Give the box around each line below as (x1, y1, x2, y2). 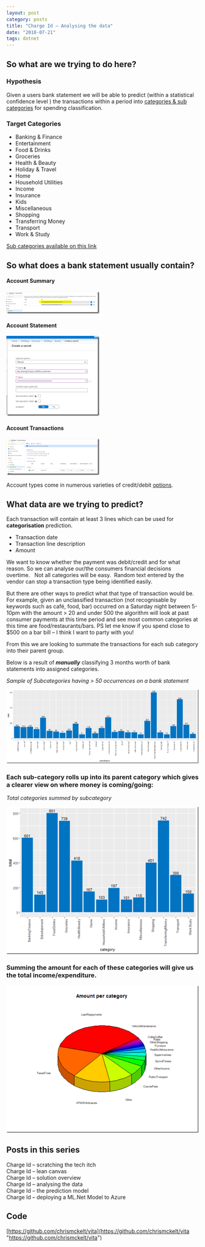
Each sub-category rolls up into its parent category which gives (6, 773, 199, 781)
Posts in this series (6, 1145, 81, 1155)
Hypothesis (6, 77, 41, 85)
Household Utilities (15, 179, 63, 186)
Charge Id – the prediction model (6, 1187, 89, 1194)
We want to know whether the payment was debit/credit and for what (6, 558, 181, 565)
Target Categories (6, 119, 62, 128)
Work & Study (15, 231, 50, 238)
